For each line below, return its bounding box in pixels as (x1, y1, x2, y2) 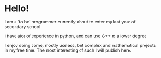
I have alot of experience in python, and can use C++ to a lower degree (4, 33, 147, 39)
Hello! (4, 3, 29, 14)
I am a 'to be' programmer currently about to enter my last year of (4, 19, 136, 24)
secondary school (4, 23, 41, 29)
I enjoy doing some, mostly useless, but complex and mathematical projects (4, 42, 156, 48)
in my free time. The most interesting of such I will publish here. (4, 47, 132, 53)
